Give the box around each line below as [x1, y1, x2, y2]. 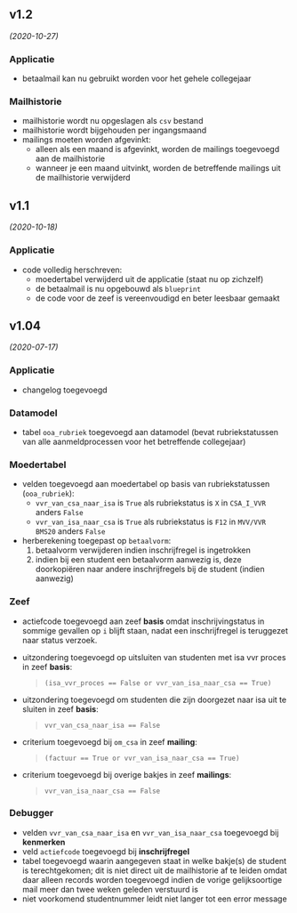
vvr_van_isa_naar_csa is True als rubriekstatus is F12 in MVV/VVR [35, 516, 267, 528]
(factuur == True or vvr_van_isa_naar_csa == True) [44, 754, 240, 763]
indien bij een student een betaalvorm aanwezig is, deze [35, 554, 242, 565]
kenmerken [21, 836, 66, 847]
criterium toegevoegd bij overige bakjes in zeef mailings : [21, 769, 232, 780]
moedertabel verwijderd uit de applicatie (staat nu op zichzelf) [35, 273, 264, 284]
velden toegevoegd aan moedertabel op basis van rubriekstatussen [21, 479, 270, 489]
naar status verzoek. [21, 634, 98, 645]
